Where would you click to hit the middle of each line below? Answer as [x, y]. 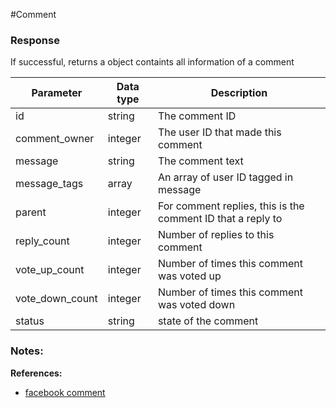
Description [239, 93]
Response [35, 40]
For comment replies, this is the [231, 206]
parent [31, 212]
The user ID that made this [219, 132]
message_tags [49, 184]
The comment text [200, 161]
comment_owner [55, 139]
